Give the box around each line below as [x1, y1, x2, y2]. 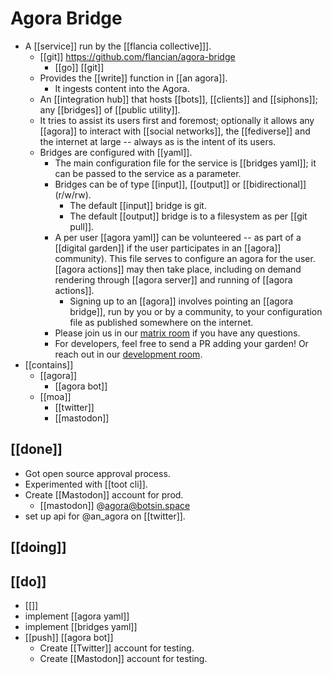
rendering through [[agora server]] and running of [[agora [54, 273, 293, 286]
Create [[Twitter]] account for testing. [39, 642, 195, 654]
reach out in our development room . [54, 348, 203, 360]
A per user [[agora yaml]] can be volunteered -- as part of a [54, 231, 302, 243]
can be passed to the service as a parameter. [54, 167, 242, 179]
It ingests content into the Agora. [54, 82, 190, 94]
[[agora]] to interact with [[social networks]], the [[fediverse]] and [39, 125, 311, 137]
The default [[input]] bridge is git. [69, 199, 207, 211]
